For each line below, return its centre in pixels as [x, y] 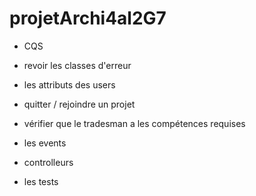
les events [45, 143]
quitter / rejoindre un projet [79, 104]
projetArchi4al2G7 [88, 18]
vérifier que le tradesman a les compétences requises [134, 123]
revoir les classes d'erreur [77, 65]
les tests [41, 181]
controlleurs [48, 162]
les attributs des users [69, 84]
